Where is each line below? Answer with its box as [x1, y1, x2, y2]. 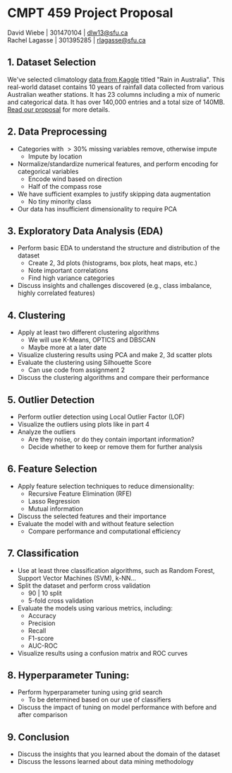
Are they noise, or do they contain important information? [28, 435, 195, 443]
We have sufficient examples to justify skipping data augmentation [17, 190, 211, 198]
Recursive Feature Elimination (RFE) [28, 489, 132, 498]
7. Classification [7, 547, 79, 559]
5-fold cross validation [28, 596, 94, 605]
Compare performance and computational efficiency [28, 527, 181, 535]
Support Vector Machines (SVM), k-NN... [17, 574, 136, 582]
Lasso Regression [28, 496, 80, 505]
